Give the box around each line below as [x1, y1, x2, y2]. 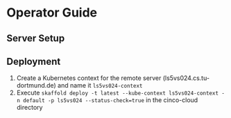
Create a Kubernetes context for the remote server [16, 74, 162, 82]
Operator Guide [6, 5, 98, 21]
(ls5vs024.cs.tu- [162, 74, 209, 82]
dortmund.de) [16, 81, 56, 90]
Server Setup [6, 32, 65, 44]
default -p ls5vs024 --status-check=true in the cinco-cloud [23, 96, 198, 104]
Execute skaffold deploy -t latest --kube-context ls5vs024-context [16, 88, 219, 97]
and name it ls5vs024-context [57, 81, 143, 90]
